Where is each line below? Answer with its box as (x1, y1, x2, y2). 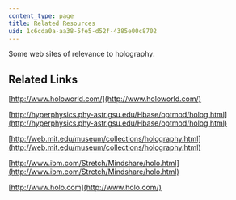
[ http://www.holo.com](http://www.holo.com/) (8, 183, 162, 193)
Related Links (8, 72, 78, 86)
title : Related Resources (8, 19, 95, 28)
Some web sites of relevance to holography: (8, 49, 155, 59)
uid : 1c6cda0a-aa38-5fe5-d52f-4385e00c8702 (8, 27, 158, 35)
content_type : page (8, 11, 74, 20)
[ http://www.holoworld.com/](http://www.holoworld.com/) (8, 94, 202, 104)
